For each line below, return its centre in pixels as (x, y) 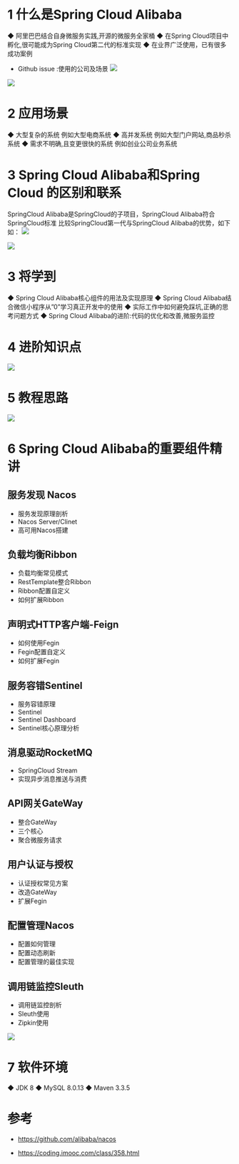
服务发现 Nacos (42, 495)
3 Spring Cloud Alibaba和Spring (104, 175)
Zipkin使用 (33, 1023)
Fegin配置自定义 (41, 652)
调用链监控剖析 (40, 1005)
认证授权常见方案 (43, 883)
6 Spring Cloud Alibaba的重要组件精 (115, 448)
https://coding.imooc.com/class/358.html (78, 1153)
